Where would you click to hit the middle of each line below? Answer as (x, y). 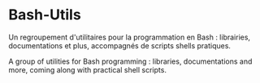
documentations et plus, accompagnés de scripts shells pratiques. (120, 45)
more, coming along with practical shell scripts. (87, 69)
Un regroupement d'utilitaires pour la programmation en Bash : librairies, (129, 37)
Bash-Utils (45, 15)
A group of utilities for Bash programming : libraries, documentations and (130, 61)
